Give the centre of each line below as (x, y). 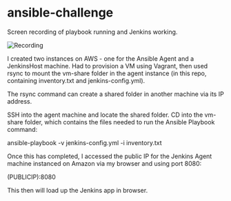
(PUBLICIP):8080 (32, 177)
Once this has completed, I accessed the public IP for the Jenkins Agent (110, 156)
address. (20, 101)
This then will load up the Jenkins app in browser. (78, 190)
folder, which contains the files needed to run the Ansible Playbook (120, 122)
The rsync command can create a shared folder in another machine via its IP (115, 94)
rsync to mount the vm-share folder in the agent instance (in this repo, (107, 73)
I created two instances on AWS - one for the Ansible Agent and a (101, 58)
